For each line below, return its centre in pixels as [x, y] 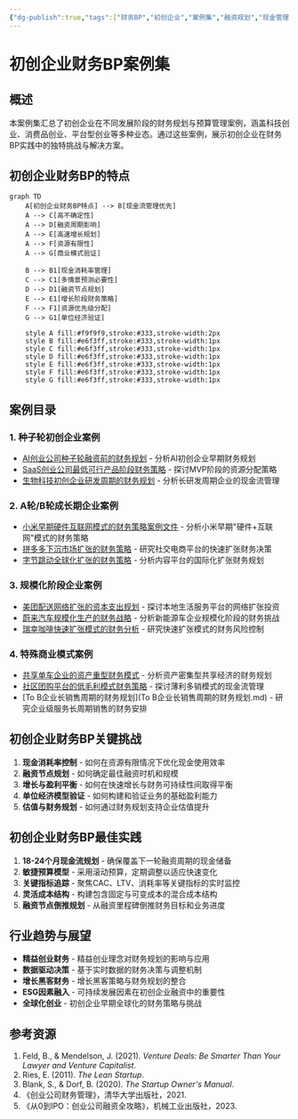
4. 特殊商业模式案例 [51, 654]
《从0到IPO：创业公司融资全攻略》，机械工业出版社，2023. [129, 1106]
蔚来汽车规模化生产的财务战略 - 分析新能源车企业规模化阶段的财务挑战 [151, 617]
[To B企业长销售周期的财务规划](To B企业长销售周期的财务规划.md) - [148, 697]
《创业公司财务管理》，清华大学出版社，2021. [104, 1095]
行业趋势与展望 [50, 936]
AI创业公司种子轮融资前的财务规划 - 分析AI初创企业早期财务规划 [139, 458]
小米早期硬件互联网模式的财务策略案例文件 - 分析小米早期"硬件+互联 [147, 527]
